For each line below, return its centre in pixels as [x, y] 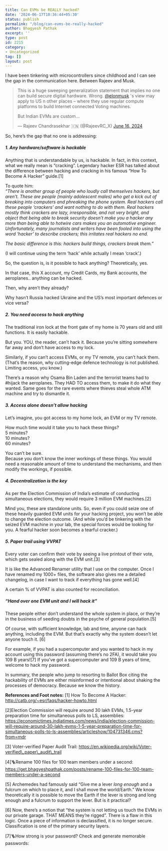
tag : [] [13, 56]
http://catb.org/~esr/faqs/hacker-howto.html [51, 700]
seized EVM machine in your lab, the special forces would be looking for [79, 525]
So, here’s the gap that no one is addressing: [51, 136]
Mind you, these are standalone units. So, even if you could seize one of [79, 509]
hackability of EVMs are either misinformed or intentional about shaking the [83, 680]
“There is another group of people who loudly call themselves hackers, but [82, 191]
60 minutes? [18, 444]
